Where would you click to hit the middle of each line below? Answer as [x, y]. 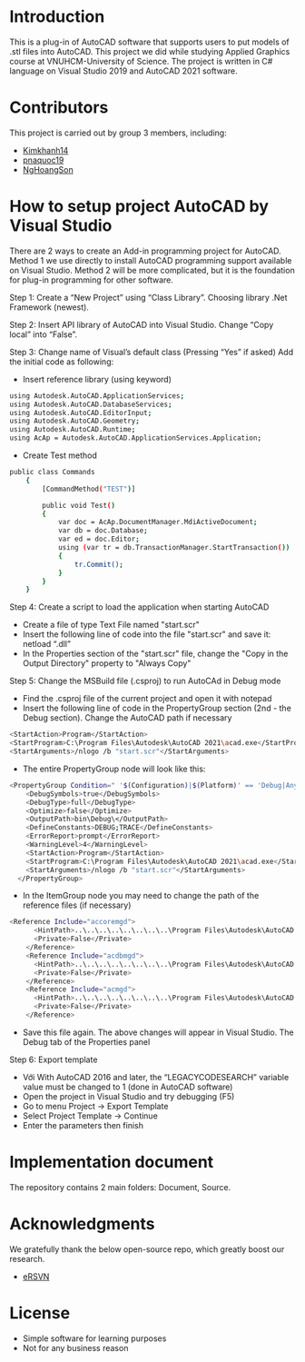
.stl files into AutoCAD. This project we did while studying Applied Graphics [150, 51]
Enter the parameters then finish [83, 1125]
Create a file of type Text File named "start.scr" [111, 625]
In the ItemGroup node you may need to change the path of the [141, 896]
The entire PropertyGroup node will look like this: [114, 769]
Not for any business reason [75, 1347]
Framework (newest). [49, 307]
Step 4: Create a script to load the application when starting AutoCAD [139, 607]
